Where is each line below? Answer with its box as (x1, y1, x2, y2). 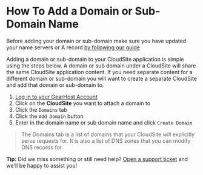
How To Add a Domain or (6, 4, 133, 18)
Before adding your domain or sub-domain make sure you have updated (6, 37, 187, 44)
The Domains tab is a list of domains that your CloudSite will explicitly (21, 131, 195, 138)
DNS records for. (21, 143, 64, 151)
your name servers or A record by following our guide (6, 44, 141, 51)
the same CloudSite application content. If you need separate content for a (6, 68, 193, 75)
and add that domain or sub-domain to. (6, 81, 104, 89)
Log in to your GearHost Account (15, 93, 98, 100)
